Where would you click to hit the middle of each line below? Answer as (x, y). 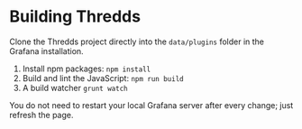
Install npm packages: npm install (87, 69)
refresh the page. (41, 115)
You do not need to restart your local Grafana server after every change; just (151, 105)
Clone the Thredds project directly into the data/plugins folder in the (137, 41)
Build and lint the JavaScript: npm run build (103, 78)
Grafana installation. (46, 51)
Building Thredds (75, 17)
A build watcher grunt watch (75, 88)
